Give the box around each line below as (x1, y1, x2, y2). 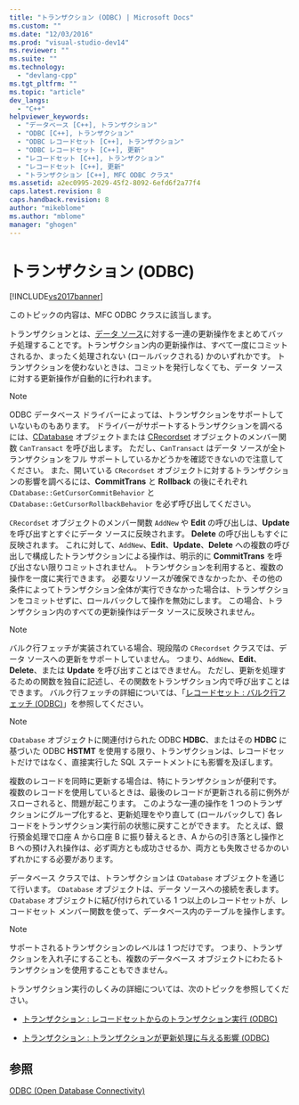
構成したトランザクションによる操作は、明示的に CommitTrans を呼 (32, 551, 283, 561)
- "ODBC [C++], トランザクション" (17, 129, 135, 138)
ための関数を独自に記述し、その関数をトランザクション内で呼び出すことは (16, 676, 290, 687)
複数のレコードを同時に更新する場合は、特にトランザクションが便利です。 (9, 776, 282, 787)
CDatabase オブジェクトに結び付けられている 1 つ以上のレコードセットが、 (9, 895, 281, 905)
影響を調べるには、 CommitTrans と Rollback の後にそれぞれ (24, 476, 247, 487)
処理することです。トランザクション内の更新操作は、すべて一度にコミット (16, 340, 288, 350)
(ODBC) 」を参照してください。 (34, 699, 149, 709)
